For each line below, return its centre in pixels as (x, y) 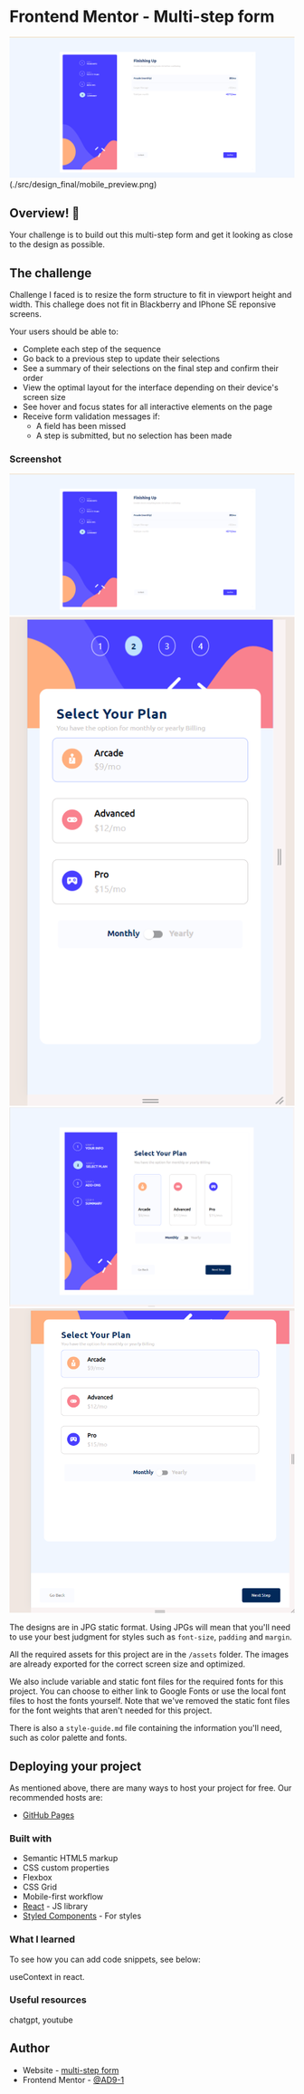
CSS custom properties (66, 1868)
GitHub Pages (48, 1815)
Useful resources (48, 2000)
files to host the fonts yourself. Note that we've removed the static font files (150, 1701)
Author (29, 2048)
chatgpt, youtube (42, 2020)
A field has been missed (81, 426)
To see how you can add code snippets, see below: (105, 1959)
